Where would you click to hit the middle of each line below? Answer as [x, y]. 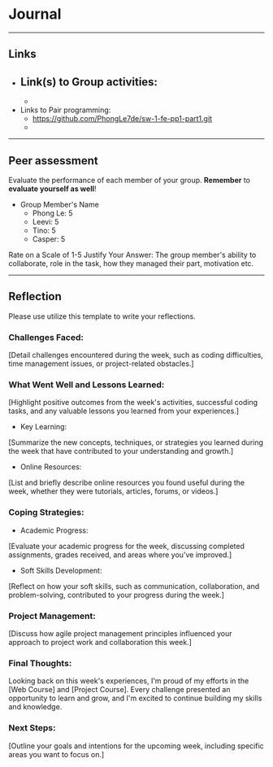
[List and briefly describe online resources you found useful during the [127, 483]
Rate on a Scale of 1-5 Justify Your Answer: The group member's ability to [132, 255]
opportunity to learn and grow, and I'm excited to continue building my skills [135, 698]
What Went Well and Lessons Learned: [87, 385]
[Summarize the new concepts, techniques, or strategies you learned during [136, 442]
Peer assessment [54, 161]
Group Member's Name [59, 204]
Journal [35, 14]
